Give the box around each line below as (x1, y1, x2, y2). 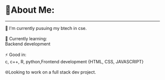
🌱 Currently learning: (5, 35, 48, 41)
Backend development (5, 41, 51, 47)
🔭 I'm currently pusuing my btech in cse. (5, 25, 87, 31)
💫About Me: (5, 4, 55, 16)
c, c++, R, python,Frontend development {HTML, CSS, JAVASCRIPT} (5, 58, 144, 64)
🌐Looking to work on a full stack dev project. (5, 69, 96, 75)
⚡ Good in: (5, 52, 27, 57)
